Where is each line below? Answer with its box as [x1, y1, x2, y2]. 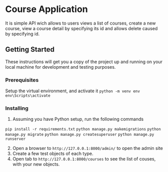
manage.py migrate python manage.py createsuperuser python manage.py [5, 132, 154, 137]
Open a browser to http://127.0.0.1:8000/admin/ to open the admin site [12, 145, 163, 151]
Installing [5, 104, 29, 111]
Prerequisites [5, 76, 39, 83]
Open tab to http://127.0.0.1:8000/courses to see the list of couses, [12, 156, 156, 162]
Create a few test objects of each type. [12, 150, 94, 156]
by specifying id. [5, 31, 40, 37]
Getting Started [5, 45, 55, 54]
